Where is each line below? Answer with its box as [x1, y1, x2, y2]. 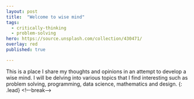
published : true [6, 47, 46, 53]
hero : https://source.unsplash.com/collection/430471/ [6, 36, 143, 42]
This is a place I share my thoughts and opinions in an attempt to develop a [6, 68, 186, 75]
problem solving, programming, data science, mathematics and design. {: [6, 80, 182, 87]
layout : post [6, 8, 38, 15]
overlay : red [6, 42, 38, 47]
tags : [6, 19, 19, 25]
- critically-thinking [11, 25, 67, 31]
